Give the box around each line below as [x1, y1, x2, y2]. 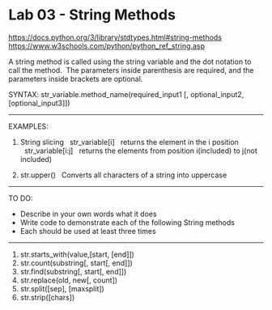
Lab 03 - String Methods [8, 6, 176, 24]
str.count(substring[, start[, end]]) [19, 257, 134, 268]
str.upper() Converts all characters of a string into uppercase [19, 170, 227, 180]
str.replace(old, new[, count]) [19, 275, 118, 285]
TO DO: [8, 193, 34, 203]
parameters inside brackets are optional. [8, 74, 143, 83]
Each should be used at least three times [19, 226, 156, 236]
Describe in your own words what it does [19, 209, 157, 219]
